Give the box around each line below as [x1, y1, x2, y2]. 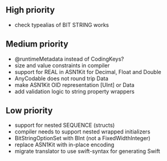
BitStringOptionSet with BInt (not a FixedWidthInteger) [14, 135, 151, 142]
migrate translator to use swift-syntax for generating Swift [14, 148, 160, 155]
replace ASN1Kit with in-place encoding [14, 141, 115, 149]
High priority [5, 5, 55, 15]
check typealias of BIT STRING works [14, 21, 109, 28]
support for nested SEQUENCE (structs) [14, 122, 115, 129]
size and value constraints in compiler [14, 61, 110, 69]
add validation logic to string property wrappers [14, 88, 135, 95]
